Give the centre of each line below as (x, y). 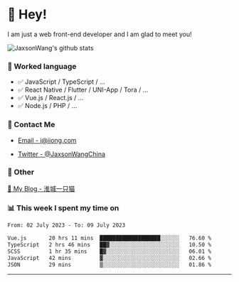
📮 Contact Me (31, 125)
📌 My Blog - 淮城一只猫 (41, 188)
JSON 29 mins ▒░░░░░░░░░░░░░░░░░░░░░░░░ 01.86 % (110, 265)
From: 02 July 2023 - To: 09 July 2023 (67, 226)
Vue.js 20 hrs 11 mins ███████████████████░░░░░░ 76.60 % (110, 238)
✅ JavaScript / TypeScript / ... (61, 82)
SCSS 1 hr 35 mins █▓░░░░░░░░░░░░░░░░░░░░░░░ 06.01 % (110, 251)
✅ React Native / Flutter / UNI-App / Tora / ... (83, 90)
